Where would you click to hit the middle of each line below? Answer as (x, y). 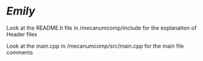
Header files (22, 34)
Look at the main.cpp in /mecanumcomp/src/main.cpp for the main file (95, 46)
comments (20, 52)
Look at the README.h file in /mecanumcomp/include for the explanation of (102, 28)
